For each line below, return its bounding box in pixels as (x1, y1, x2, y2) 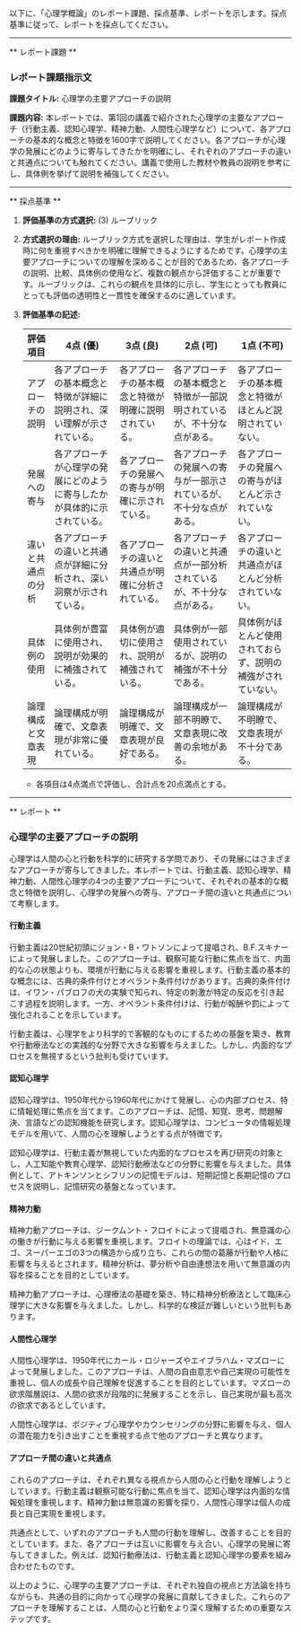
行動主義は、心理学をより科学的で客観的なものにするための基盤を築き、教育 (9, 1028, 291, 1039)
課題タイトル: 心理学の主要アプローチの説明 (9, 93, 172, 104)
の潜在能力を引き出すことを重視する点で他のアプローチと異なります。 (9, 1430, 268, 1441)
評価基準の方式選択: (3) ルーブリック (21, 215, 159, 226)
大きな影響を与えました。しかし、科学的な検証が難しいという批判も (32, 1300, 284, 1311)
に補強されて (53, 663, 108, 676)
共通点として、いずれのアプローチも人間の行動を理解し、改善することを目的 (9, 1527, 291, 1538)
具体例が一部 (173, 623, 228, 636)
